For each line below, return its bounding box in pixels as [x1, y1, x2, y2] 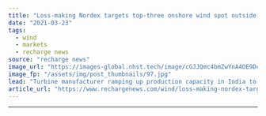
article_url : [8, 84, 51, 93]
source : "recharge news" [8, 56, 90, 64]
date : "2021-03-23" [8, 19, 73, 27]
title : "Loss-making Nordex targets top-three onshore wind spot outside [8, 11, 257, 20]
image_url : [8, 63, 44, 71]
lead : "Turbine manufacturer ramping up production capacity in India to [8, 77, 257, 85]
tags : [8, 26, 26, 34]
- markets [15, 41, 47, 49]
